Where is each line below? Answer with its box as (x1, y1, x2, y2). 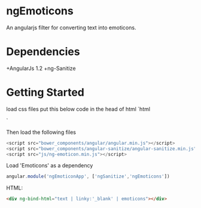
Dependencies (6, 45, 80, 59)
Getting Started (6, 85, 85, 99)
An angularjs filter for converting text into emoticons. (6, 24, 136, 31)
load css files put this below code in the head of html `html (6, 105, 151, 112)
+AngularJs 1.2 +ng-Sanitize (6, 65, 76, 72)
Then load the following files (6, 129, 77, 136)
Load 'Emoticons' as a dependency (6, 162, 93, 169)
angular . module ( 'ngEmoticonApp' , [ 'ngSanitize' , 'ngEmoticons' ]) (6, 173, 170, 180)
